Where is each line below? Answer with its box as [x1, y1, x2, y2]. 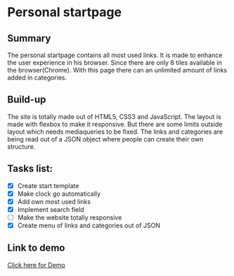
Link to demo [7, 242, 65, 254]
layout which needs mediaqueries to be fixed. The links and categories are [7, 127, 223, 136]
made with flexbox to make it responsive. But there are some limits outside [7, 120, 223, 128]
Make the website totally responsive [17, 213, 122, 222]
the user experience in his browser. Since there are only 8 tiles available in [7, 58, 223, 67]
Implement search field [17, 205, 84, 213]
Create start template [17, 181, 79, 190]
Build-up [7, 94, 46, 106]
